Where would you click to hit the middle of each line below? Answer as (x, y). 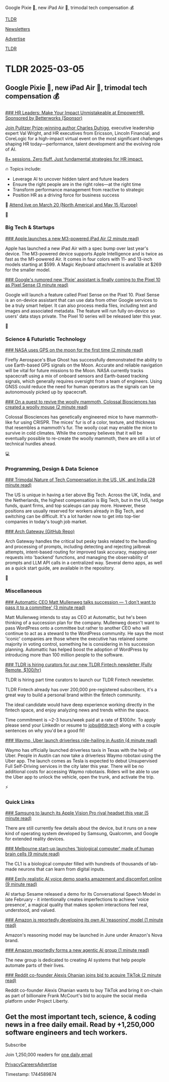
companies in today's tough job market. (46, 522)
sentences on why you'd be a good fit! (45, 730)
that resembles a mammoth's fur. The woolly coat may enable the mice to (81, 428)
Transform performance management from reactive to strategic (78, 189)
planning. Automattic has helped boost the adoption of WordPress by (77, 649)
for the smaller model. (28, 270)
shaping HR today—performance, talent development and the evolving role (83, 144)
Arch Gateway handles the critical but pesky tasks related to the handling (81, 541)
